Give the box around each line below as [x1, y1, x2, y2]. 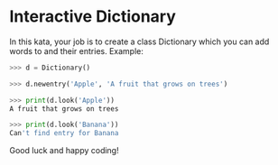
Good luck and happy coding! [9, 145, 119, 156]
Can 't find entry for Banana [9, 129, 119, 138]
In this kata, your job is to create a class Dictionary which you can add [9, 36, 270, 47]
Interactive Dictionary [9, 6, 176, 27]
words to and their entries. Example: [9, 45, 144, 56]
